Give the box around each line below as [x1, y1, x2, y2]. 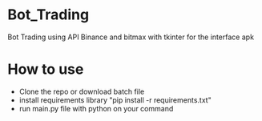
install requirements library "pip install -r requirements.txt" [18, 95, 212, 105]
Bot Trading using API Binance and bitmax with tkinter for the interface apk [7, 32, 254, 42]
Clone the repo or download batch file [18, 87, 145, 96]
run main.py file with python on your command [18, 103, 174, 113]
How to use [7, 60, 84, 79]
